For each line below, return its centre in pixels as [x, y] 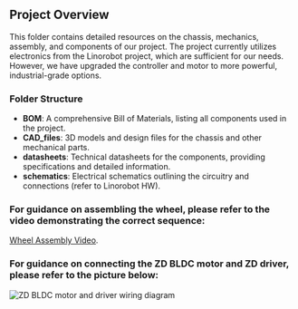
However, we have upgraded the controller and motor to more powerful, [144, 65]
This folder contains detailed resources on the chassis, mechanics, [135, 36]
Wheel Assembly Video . [54, 240]
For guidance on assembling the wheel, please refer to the [139, 209]
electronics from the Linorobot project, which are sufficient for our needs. [146, 56]
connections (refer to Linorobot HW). [91, 186]
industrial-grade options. [56, 75]
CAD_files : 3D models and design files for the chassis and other [142, 138]
